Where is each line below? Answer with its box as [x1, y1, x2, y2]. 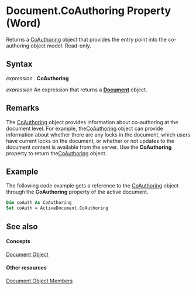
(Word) [6, 16, 41, 30]
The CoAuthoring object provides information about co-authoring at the [6, 118, 178, 125]
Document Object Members [6, 277, 73, 284]
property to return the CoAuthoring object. [6, 149, 107, 156]
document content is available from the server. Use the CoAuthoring [6, 144, 172, 151]
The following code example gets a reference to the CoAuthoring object [6, 182, 179, 189]
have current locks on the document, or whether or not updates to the [6, 137, 174, 144]
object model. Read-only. [30, 42, 92, 49]
